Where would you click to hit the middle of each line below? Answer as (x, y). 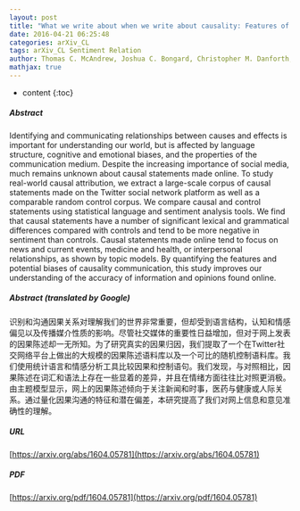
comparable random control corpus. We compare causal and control (135, 202)
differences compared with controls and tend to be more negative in (134, 230)
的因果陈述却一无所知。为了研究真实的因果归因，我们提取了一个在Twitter (143, 343)
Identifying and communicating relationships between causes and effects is (148, 136)
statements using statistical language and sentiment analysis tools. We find (147, 211)
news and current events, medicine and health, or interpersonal (126, 249)
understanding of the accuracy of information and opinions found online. (143, 277)
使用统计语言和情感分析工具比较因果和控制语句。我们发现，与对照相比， (150, 366)
